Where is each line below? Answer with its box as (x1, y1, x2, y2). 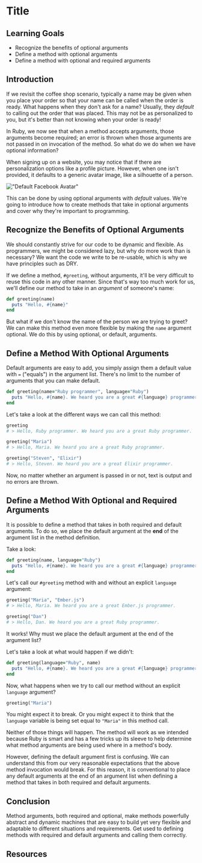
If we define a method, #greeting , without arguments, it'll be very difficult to (6, 271, 194, 279)
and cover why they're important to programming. (6, 207, 130, 214)
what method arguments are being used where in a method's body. (6, 741, 173, 749)
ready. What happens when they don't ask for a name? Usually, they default (6, 103, 194, 110)
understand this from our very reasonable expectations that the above (6, 759, 180, 767)
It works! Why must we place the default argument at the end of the (6, 630, 174, 637)
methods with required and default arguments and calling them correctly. (6, 832, 188, 839)
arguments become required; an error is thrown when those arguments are (6, 134, 192, 141)
